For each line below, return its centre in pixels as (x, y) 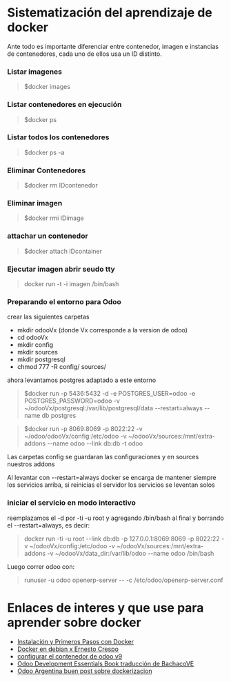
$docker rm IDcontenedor (61, 185)
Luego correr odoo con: (41, 566)
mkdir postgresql (41, 359)
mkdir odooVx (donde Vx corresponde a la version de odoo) (102, 330)
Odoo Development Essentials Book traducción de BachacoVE (106, 663)
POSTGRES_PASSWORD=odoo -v (72, 401)
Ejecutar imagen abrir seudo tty (61, 269)
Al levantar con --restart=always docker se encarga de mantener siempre (112, 478)
